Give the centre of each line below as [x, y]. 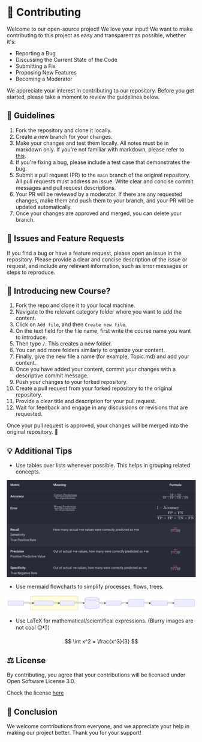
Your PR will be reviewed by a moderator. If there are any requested [99, 194]
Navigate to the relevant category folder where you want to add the [99, 312]
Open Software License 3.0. [41, 681]
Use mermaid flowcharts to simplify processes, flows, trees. [90, 586]
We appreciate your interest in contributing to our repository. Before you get [100, 90]
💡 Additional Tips [40, 451]
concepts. [28, 472]
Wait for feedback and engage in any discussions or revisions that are [102, 407]
